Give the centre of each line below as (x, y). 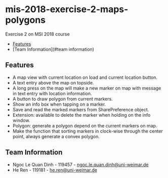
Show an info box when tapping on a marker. (59, 104)
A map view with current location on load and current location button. (85, 77)
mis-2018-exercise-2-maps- (67, 9)
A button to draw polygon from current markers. (62, 99)
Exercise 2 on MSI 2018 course (37, 34)
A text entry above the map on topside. (53, 82)
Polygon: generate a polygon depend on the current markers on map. (85, 125)
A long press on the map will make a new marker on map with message (87, 88)
